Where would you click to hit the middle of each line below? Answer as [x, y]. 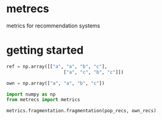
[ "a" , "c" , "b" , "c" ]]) [93, 72]
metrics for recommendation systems [53, 26]
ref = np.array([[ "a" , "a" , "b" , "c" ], [57, 66]
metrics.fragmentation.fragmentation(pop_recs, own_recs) [81, 111]
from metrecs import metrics [43, 100]
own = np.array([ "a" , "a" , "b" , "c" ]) [55, 83]
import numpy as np [31, 94]
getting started [45, 50]
